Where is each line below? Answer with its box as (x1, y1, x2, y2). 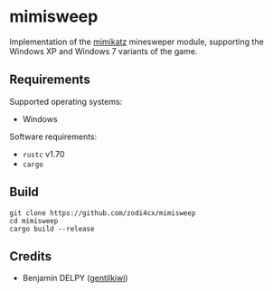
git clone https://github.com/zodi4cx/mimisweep (9, 208, 196, 218)
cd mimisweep (9, 216, 59, 225)
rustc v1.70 (22, 148, 65, 159)
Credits (9, 249, 52, 264)
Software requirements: (9, 131, 98, 142)
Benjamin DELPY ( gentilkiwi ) (22, 273, 128, 284)
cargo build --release (9, 224, 95, 233)
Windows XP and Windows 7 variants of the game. (9, 45, 198, 56)
